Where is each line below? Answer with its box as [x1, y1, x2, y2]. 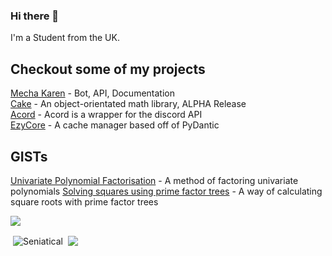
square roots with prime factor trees [10, 195, 159, 208]
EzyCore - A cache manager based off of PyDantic [10, 119, 220, 131]
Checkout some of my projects [10, 60, 206, 78]
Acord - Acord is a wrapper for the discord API [10, 109, 203, 121]
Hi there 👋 [10, 9, 60, 23]
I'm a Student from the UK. [10, 32, 120, 44]
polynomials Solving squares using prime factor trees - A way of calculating [10, 185, 323, 197]
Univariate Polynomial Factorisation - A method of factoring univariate [10, 174, 299, 186]
